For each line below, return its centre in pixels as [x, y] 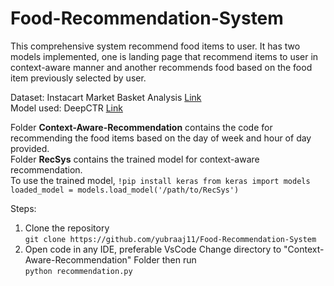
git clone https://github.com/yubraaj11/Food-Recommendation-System [170, 239]
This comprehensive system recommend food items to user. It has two [155, 46]
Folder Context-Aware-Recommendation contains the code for [141, 127]
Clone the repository [67, 228]
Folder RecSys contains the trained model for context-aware [135, 159]
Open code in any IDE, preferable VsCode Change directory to [153, 249]
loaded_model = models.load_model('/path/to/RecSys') [125, 190]
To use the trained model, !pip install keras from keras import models [160, 180]
